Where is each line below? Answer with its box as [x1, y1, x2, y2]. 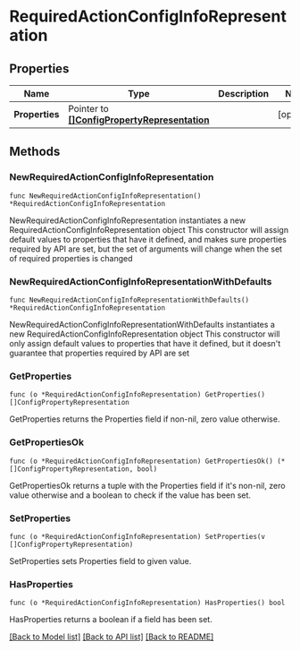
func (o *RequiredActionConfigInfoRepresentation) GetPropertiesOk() [9, 457, 274, 466]
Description [218, 88, 270, 99]
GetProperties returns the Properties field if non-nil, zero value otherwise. [9, 414, 280, 424]
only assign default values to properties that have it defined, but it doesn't [9, 338, 281, 348]
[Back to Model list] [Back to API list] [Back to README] [9, 631, 214, 642]
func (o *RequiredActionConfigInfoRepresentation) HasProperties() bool [9, 598, 286, 608]
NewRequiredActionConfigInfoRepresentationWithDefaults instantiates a [9, 319, 275, 329]
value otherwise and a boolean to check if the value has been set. [9, 490, 252, 500]
